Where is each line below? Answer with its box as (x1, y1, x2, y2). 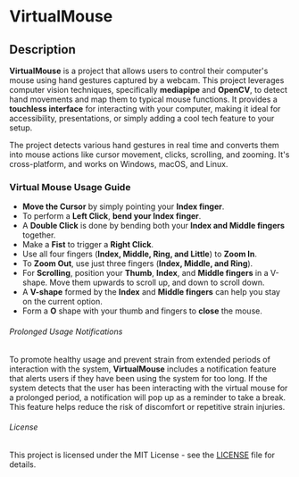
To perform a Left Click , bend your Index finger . (21, 211, 202, 222)
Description (9, 42, 76, 57)
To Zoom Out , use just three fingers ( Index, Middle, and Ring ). (21, 258, 253, 269)
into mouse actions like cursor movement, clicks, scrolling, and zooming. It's (9, 149, 290, 160)
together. (21, 230, 56, 240)
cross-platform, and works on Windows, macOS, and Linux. (9, 159, 228, 169)
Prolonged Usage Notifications (9, 326, 123, 337)
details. (9, 458, 37, 470)
